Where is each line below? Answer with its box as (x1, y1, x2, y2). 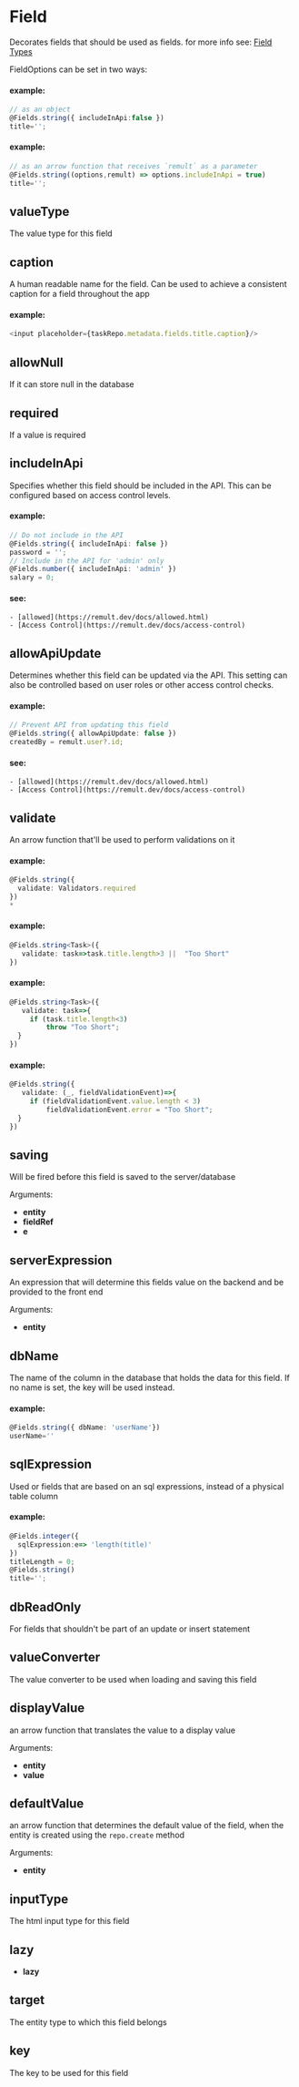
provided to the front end (9, 1286, 104, 1297)
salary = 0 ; (9, 573, 55, 582)
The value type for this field (9, 228, 113, 239)
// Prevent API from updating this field (9, 721, 169, 730)
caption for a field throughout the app (9, 289, 150, 300)
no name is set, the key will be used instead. (9, 1382, 175, 1393)
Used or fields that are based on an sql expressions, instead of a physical (9, 1480, 284, 1491)
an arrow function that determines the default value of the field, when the (9, 1820, 284, 1831)
